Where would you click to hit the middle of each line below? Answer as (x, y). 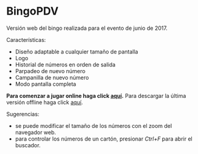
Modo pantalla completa (45, 84)
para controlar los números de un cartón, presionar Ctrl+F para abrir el (104, 139)
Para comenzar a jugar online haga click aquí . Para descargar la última (96, 96)
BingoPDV (33, 11)
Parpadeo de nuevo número (50, 71)
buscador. (28, 145)
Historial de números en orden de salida (65, 65)
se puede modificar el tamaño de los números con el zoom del (94, 125)
